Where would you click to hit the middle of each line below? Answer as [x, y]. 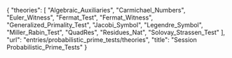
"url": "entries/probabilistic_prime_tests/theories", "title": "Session [102, 40]
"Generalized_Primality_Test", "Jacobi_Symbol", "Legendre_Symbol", [105, 25]
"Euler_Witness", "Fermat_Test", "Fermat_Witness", [80, 17]
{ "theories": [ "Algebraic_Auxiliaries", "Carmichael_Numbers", [96, 10]
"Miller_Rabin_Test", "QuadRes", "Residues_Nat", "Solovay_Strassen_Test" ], [116, 32]
